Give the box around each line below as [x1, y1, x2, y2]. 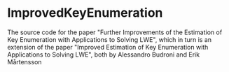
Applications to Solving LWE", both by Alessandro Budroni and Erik [7, 50, 200, 59]
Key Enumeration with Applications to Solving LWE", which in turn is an [7, 35, 212, 43]
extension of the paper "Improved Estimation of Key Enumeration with [7, 43, 209, 51]
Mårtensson [7, 57, 42, 66]
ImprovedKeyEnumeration [7, 5, 163, 21]
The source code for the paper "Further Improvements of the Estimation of [7, 28, 223, 36]
